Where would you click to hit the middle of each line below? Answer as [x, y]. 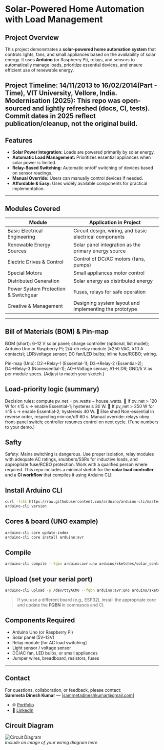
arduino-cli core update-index [37, 532]
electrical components [99, 237]
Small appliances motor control [109, 273]
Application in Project [115, 222]
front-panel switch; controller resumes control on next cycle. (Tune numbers [82, 422]
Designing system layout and [107, 303]
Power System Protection [37, 289]
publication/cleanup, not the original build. [71, 124]
